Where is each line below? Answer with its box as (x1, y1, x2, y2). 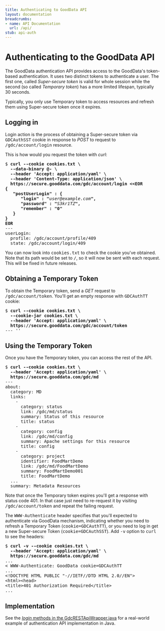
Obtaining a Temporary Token (5, 274, 99, 283)
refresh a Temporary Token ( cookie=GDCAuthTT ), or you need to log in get (5, 523, 159, 529)
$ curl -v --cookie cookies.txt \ (5, 543, 89, 549)
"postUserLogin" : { (13, 191, 63, 196)
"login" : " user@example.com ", (20, 196, 97, 201)
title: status (20, 419, 55, 424)
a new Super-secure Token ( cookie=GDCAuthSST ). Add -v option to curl (5, 528, 157, 534)
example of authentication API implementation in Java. (5, 620, 116, 627)
